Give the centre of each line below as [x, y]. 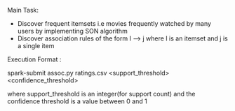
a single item [36, 46]
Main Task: [23, 10]
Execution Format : [34, 59]
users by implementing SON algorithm [72, 31]
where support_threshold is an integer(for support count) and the [101, 94]
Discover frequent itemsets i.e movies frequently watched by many [114, 23]
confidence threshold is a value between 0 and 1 [77, 101]
